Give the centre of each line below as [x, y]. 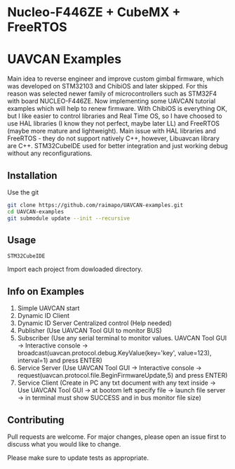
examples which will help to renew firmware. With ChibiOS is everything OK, [117, 109]
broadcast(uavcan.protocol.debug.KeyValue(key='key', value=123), [114, 353]
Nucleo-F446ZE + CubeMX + [94, 12]
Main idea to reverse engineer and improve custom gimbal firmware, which [116, 79]
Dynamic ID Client [43, 316]
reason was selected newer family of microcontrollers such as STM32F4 [112, 94]
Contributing [36, 420]
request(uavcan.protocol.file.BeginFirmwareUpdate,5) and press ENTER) [122, 376]
